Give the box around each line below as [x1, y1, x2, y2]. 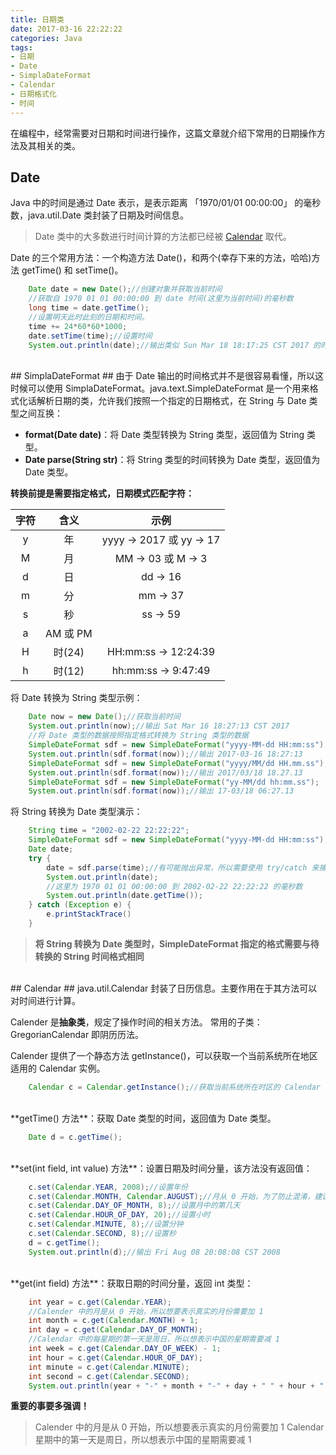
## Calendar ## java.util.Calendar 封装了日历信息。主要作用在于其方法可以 [10, 982, 318, 994]
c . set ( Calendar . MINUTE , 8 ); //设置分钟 [28, 1219, 184, 1230]
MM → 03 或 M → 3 [114, 552, 208, 566]
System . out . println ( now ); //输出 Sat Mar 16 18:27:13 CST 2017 [28, 721, 290, 731]
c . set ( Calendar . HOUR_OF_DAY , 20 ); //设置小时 [28, 1210, 211, 1220]
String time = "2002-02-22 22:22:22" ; [28, 826, 190, 836]
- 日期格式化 [10, 89, 57, 99]
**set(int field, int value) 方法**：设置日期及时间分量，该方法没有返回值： [10, 1162, 313, 1174]
